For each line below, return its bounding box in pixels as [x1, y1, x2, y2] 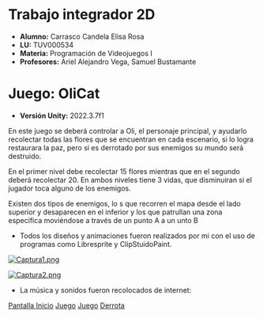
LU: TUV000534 [19, 40, 74, 49]
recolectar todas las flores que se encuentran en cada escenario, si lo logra [8, 134, 254, 144]
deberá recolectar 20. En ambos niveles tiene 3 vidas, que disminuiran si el [8, 175, 253, 184]
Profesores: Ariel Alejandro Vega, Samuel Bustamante [19, 57, 197, 66]
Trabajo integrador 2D [8, 6, 156, 24]
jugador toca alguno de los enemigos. [8, 184, 132, 193]
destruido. [8, 151, 42, 161]
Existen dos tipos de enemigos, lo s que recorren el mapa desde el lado [8, 199, 241, 208]
